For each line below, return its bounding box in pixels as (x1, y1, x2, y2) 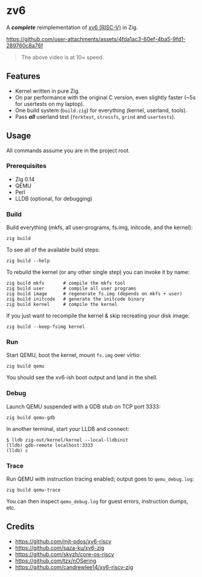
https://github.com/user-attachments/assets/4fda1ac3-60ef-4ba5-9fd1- (6, 35, 186, 42)
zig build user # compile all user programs (6, 285, 137, 292)
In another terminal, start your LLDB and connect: (6, 425, 129, 432)
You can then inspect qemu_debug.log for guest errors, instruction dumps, (6, 498, 189, 505)
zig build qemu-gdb (6, 415, 56, 421)
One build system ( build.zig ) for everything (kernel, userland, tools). (15, 107, 187, 114)
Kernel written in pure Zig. (15, 87, 80, 95)
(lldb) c (6, 447, 28, 453)
